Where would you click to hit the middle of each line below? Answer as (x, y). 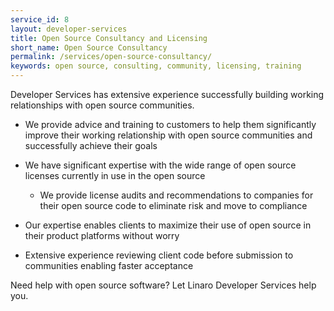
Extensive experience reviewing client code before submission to (159, 255)
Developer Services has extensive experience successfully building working (167, 94)
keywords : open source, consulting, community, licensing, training (156, 66)
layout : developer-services (69, 29)
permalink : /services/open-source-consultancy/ (111, 57)
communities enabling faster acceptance (109, 265)
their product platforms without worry (102, 235)
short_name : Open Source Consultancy (89, 47)
